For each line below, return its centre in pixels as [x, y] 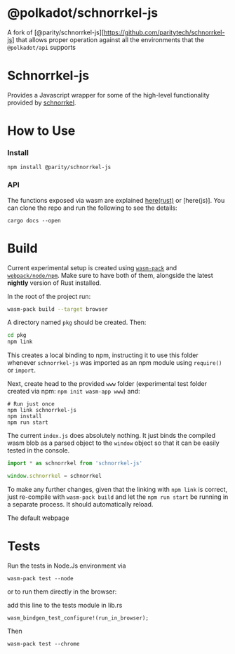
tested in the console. [39, 451]
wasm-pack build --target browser [58, 309]
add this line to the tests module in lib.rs [65, 605]
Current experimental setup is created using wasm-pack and [92, 267]
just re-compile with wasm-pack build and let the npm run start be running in [118, 497]
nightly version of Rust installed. [54, 283]
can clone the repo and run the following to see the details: [92, 208]
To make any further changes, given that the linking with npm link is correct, [117, 489]
